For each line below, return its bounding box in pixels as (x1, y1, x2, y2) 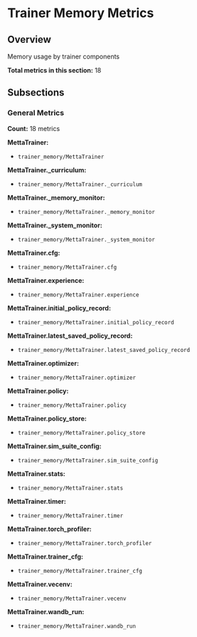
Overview (7, 33, 52, 46)
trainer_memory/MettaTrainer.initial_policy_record (17, 318, 174, 326)
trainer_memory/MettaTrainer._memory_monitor (17, 208, 155, 215)
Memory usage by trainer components (7, 52, 119, 61)
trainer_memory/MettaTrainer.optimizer (17, 374, 137, 381)
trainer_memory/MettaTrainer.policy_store (17, 429, 146, 436)
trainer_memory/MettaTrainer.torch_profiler (17, 539, 152, 547)
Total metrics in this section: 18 (7, 66, 102, 74)
